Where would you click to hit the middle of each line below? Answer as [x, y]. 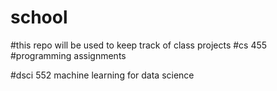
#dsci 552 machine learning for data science [102, 75]
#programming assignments [68, 55]
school [39, 17]
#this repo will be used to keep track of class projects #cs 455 [139, 45]
